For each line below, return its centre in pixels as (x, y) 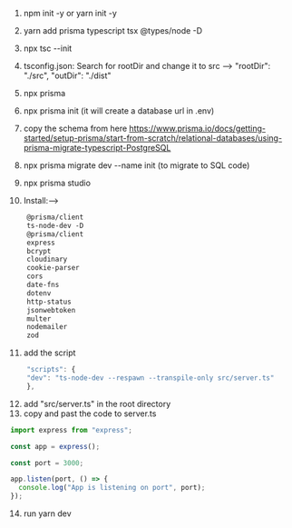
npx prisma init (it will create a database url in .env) (119, 111)
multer (39, 319)
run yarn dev (47, 513)
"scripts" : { (51, 370)
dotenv (39, 293)
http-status (49, 302)
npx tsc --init (48, 48)
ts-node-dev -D (55, 225)
